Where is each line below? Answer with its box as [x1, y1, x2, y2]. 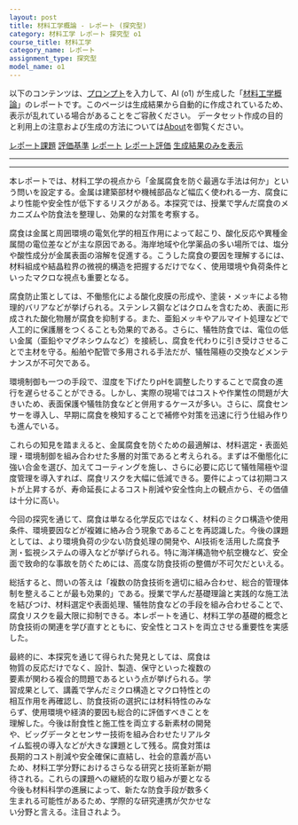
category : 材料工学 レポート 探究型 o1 [9, 29, 142, 38]
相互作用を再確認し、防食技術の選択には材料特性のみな [9, 695, 211, 706]
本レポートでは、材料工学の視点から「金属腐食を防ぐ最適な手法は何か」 [9, 175, 273, 186]
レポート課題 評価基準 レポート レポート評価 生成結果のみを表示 [9, 139, 244, 151]
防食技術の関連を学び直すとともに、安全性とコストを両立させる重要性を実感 [9, 621, 289, 632]
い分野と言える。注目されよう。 [9, 806, 126, 817]
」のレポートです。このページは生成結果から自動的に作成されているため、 [17, 98, 288, 109]
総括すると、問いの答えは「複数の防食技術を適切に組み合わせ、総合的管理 [9, 577, 281, 587]
